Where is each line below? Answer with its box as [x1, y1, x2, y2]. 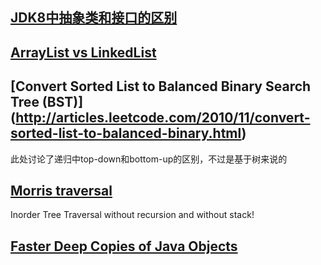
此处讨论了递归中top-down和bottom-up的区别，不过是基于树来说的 [10, 153, 288, 165]
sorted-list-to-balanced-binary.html [10, 125, 242, 142]
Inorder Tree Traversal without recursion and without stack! [10, 209, 255, 221]
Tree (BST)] [10, 94, 84, 111]
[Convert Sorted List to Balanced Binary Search [10, 78, 312, 95]
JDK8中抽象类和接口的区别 [10, 9, 178, 27]
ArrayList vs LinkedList [10, 44, 157, 61]
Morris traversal [10, 182, 113, 199]
